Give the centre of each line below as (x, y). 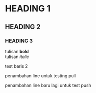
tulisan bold (17, 51)
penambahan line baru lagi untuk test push (48, 85)
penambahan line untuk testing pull (40, 76)
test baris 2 (16, 66)
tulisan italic (17, 57)
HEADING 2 (23, 27)
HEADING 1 (28, 9)
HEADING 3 (19, 41)
